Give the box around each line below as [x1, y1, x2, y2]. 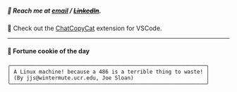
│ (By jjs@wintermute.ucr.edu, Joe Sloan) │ [7, 74, 210, 81]
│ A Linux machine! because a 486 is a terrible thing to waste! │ [7, 68, 210, 76]
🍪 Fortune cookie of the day [7, 46, 90, 55]
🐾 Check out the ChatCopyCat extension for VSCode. [7, 24, 162, 32]
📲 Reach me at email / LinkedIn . [7, 6, 102, 15]
